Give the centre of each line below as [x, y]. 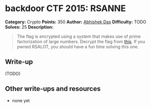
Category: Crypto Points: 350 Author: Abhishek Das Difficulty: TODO [76, 22]
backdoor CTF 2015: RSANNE [66, 8]
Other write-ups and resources [53, 89]
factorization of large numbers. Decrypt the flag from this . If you [81, 41]
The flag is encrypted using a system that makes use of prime [79, 36]
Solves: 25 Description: [29, 27]
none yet [21, 100]
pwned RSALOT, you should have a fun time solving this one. [78, 46]
